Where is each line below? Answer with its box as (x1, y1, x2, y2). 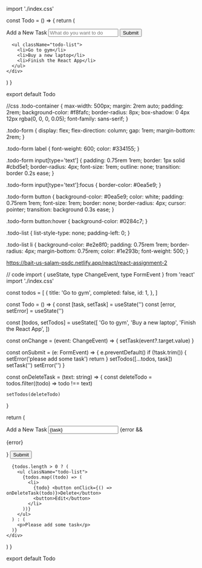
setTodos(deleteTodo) (6, 391, 61, 397)
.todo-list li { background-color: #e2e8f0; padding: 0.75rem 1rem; (6, 241, 169, 248)
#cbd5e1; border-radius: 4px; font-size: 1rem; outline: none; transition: (6, 163, 181, 170)
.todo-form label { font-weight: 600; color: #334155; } (6, 145, 140, 152)
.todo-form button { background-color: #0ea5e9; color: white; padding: (6, 193, 184, 200)
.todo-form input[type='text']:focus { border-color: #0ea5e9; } (6, 181, 161, 188)
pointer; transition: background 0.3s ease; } (6, 206, 115, 213)
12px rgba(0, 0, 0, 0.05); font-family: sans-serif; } (6, 115, 129, 122)
